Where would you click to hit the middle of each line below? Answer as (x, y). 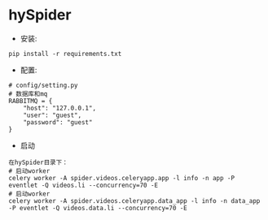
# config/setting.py (44, 85)
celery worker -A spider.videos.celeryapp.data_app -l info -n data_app (134, 201)
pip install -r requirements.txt (65, 54)
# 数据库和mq (28, 94)
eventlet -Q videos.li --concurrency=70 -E (83, 185)
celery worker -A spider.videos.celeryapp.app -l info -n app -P (121, 178)
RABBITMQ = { (31, 101)
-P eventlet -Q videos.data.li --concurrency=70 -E (98, 208)
